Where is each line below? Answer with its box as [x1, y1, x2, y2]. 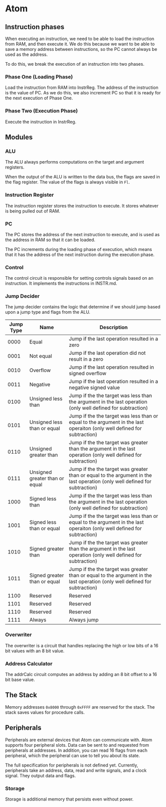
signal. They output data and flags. [5, 772, 76, 778]
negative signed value [69, 384, 120, 391]
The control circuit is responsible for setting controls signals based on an [5, 275, 154, 281]
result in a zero [69, 356, 104, 363]
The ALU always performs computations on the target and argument [5, 159, 144, 165]
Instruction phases [5, 23, 65, 31]
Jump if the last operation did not [69, 349, 146, 356]
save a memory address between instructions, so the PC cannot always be [5, 46, 157, 52]
